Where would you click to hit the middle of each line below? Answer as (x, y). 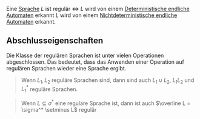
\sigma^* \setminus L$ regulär (59, 109)
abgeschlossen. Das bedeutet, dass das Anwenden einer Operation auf (95, 62)
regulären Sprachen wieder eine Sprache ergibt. (66, 68)
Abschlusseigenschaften (55, 41)
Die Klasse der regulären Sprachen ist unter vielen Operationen (85, 55)
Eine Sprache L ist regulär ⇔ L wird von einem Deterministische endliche (98, 9)
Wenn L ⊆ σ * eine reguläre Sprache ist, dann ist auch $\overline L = (106, 103)
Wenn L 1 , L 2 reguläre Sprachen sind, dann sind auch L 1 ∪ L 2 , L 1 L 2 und (108, 80)
